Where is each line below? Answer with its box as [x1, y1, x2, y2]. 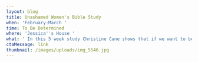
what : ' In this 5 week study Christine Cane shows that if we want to [6, 36, 186, 42]
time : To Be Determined [6, 25, 65, 31]
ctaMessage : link [6, 42, 49, 48]
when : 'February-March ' [6, 19, 67, 25]
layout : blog [6, 8, 38, 15]
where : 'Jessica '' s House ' [6, 31, 75, 37]
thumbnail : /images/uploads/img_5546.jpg [6, 47, 110, 53]
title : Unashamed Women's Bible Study [6, 14, 101, 20]
